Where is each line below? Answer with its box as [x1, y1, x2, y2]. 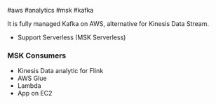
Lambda [17, 82, 41, 90]
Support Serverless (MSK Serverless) [17, 33, 126, 41]
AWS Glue [17, 74, 47, 83]
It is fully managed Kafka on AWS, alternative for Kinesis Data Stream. [7, 20, 209, 27]
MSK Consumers [7, 51, 67, 60]
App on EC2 [17, 89, 53, 98]
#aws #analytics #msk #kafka [7, 6, 94, 14]
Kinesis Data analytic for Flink [17, 67, 104, 75]
